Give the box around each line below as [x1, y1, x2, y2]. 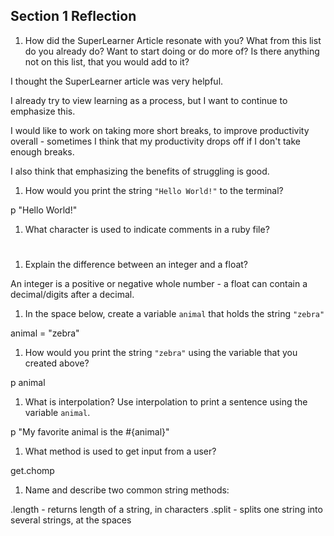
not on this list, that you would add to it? [24, 55, 190, 68]
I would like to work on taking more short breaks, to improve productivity [10, 124, 310, 136]
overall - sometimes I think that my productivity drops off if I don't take [10, 135, 301, 147]
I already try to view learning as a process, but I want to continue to [10, 94, 288, 106]
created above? [24, 357, 90, 369]
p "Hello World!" [10, 204, 78, 216]
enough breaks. [10, 145, 75, 158]
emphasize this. [10, 105, 76, 117]
